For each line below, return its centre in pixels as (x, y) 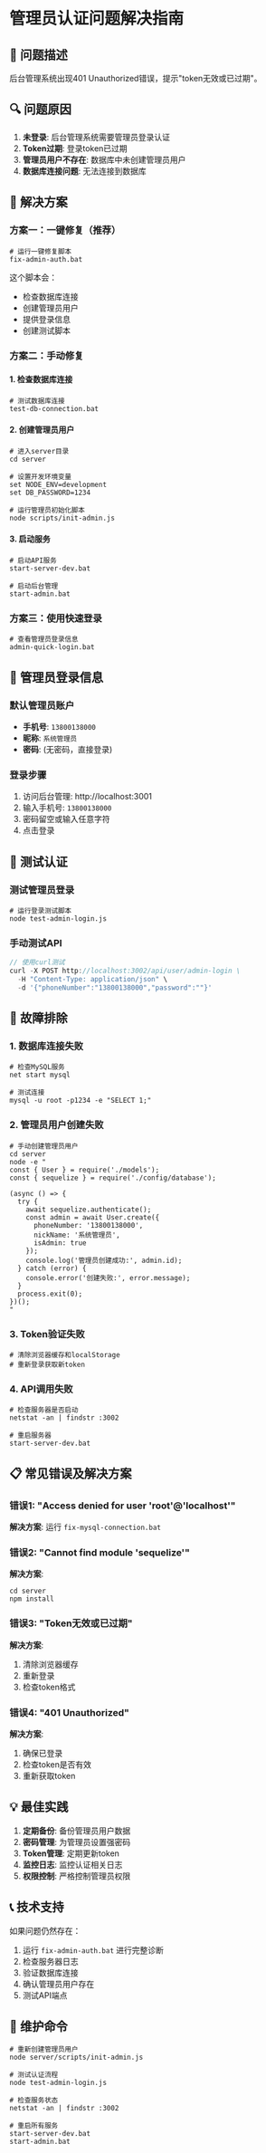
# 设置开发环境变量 (41, 476)
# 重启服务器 (30, 1436)
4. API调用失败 (42, 1389)
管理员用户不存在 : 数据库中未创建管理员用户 (104, 159)
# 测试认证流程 (34, 2075)
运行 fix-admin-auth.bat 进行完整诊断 (93, 1950)
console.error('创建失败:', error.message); (108, 1277)
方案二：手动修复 (47, 356)
